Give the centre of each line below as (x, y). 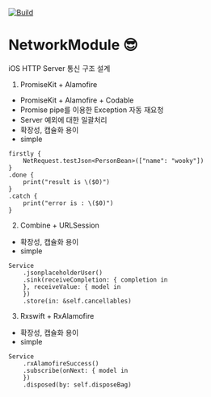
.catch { (23, 196)
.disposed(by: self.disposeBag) (77, 384)
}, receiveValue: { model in (72, 286)
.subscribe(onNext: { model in (76, 370)
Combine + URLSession (59, 225)
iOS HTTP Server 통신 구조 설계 (59, 68)
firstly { (25, 153)
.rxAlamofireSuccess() (61, 363)
